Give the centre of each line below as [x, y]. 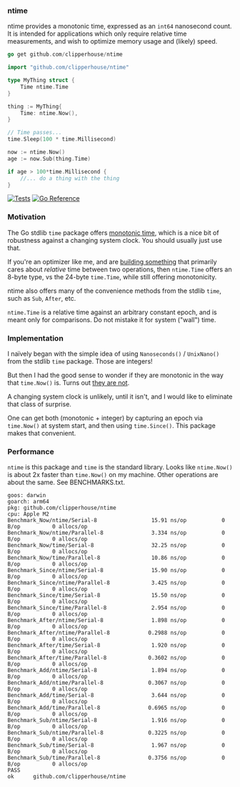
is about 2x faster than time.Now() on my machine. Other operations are [113, 475]
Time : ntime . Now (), [49, 113]
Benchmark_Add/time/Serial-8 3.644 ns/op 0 [116, 696]
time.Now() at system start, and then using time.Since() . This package [111, 426]
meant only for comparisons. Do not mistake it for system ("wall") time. [112, 319]
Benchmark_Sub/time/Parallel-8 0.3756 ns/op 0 [116, 758]
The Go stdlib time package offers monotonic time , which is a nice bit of [113, 232]
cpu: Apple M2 [29, 514]
